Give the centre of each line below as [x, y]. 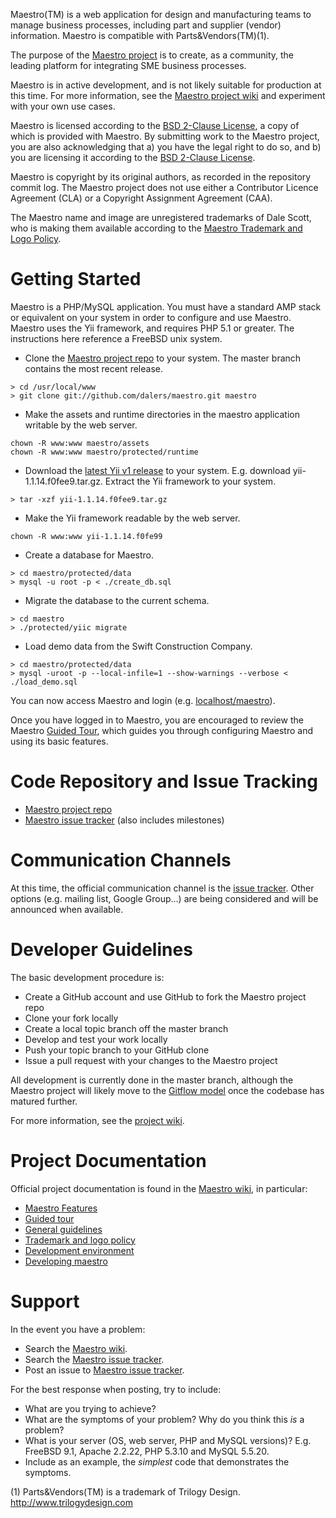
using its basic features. [59, 741]
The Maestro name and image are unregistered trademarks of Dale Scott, [161, 217]
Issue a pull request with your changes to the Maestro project [151, 1060]
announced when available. [67, 909]
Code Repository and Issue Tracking [164, 781]
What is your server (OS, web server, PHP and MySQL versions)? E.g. [168, 1440]
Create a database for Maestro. [89, 555]
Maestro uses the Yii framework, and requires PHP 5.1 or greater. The [152, 328]
